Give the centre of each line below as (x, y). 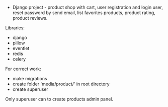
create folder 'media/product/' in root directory (61, 84)
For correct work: (23, 69)
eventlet (21, 48)
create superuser (30, 89)
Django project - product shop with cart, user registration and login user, (88, 7)
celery (19, 59)
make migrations (30, 78)
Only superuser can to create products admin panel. (59, 99)
